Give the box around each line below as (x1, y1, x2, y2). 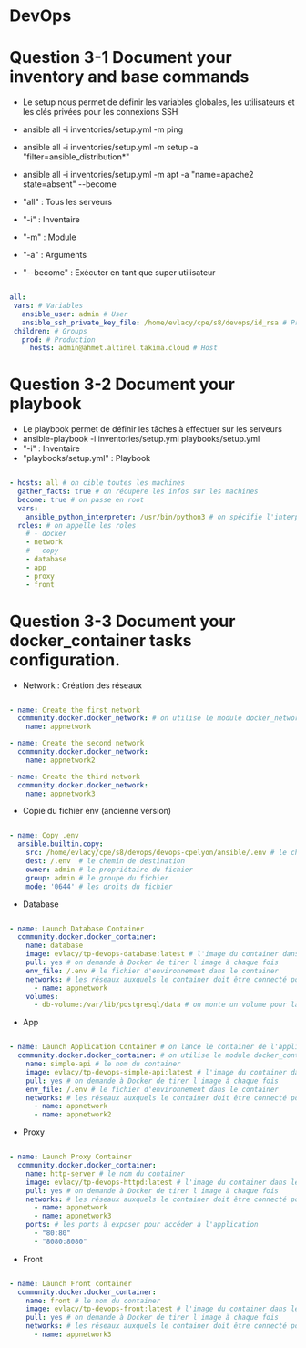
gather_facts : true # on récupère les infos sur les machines (17, 487, 259, 497)
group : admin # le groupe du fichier (25, 873, 169, 882)
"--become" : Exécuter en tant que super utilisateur (22, 267, 216, 278)
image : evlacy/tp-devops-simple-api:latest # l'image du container (25, 1067, 287, 1076)
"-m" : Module (22, 232, 76, 242)
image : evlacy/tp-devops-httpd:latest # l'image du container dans (25, 1178, 287, 1187)
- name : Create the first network (9, 705, 141, 715)
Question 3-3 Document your (9, 611, 236, 632)
